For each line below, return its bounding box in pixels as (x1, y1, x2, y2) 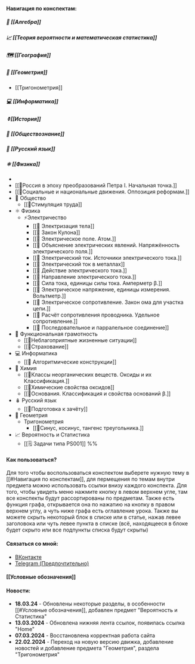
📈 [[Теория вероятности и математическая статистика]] (6, 33, 157, 41)
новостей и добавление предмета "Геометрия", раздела (14, 645, 159, 652)
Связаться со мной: (6, 540, 58, 547)
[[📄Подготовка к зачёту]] (23, 405, 88, 413)
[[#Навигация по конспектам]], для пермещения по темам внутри (6, 475, 175, 483)
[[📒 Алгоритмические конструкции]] (23, 358, 117, 365)
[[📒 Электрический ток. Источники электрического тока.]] (32, 254, 182, 262)
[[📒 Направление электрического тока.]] (32, 273, 137, 281)
